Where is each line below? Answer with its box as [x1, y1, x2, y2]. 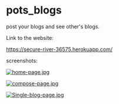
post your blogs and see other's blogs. [6, 23, 100, 30]
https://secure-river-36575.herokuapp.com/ [6, 45, 113, 53]
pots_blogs [6, 4, 62, 17]
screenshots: [6, 57, 38, 64]
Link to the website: [6, 34, 54, 41]
